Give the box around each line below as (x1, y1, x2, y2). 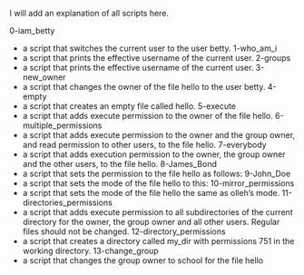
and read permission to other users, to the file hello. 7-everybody (22, 140, 267, 150)
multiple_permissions (22, 120, 103, 131)
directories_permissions (22, 197, 113, 208)
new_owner (22, 72, 66, 83)
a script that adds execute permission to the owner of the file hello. (22, 111, 274, 121)
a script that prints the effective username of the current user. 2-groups (22, 53, 291, 63)
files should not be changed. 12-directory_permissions (22, 226, 226, 237)
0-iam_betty (9, 25, 55, 35)
